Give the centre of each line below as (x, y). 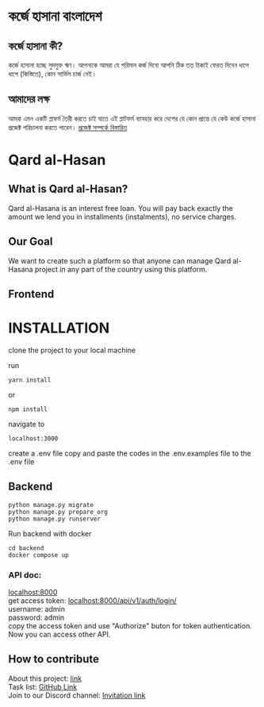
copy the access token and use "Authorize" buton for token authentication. (130, 626)
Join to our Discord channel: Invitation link (77, 695)
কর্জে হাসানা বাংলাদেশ (55, 16)
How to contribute (54, 659)
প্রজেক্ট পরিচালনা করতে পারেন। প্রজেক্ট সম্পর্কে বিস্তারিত (68, 127)
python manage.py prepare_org (58, 512)
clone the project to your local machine (72, 350)
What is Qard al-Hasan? (68, 189)
